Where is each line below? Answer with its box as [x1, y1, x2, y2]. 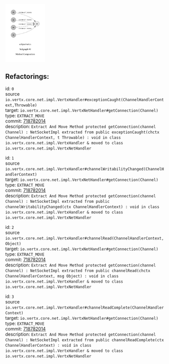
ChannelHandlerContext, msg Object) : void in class [5, 274, 119, 279]
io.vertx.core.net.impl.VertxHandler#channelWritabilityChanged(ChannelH [5, 167, 164, 172]
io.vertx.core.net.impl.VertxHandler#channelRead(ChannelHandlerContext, [5, 236, 164, 241]
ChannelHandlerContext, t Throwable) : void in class [5, 135, 121, 140]
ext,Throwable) [5, 103, 37, 108]
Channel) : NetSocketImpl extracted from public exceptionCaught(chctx [5, 130, 159, 135]
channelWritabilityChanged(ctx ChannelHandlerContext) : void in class [5, 204, 159, 209]
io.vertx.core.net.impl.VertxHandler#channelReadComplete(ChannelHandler [5, 305, 164, 311]
